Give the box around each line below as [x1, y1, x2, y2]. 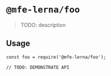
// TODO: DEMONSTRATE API [6, 64, 69, 70]
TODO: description [20, 21, 66, 28]
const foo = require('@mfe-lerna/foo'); [6, 54, 107, 60]
